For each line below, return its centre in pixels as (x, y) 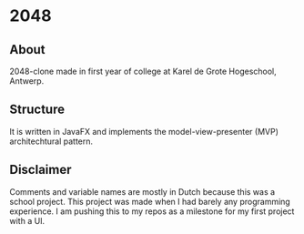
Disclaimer (41, 170)
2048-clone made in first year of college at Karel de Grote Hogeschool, (143, 71)
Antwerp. (27, 81)
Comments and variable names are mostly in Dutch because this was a (142, 191)
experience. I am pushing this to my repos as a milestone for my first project (152, 211)
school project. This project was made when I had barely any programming (150, 201)
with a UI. (27, 220)
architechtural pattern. (51, 141)
